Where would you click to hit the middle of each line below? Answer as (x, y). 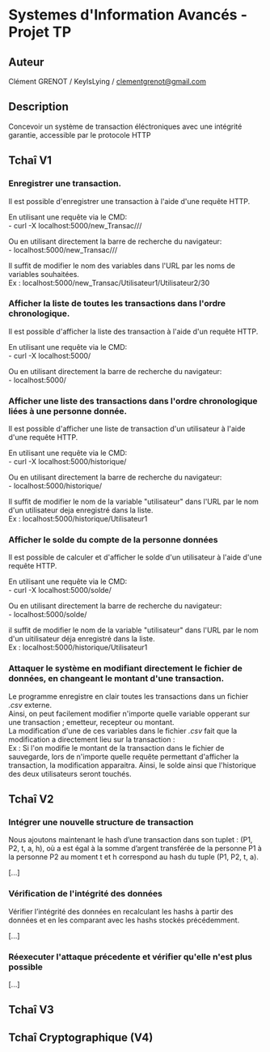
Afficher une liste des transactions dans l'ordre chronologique (133, 401)
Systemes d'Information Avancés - (128, 15)
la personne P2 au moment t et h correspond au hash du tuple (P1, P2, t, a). (133, 857)
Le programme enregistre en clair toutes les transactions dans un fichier (129, 696)
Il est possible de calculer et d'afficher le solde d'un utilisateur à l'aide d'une (135, 557)
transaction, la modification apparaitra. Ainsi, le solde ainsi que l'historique (132, 765)
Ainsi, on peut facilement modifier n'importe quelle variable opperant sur (129, 713)
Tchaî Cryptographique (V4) (81, 1037)
